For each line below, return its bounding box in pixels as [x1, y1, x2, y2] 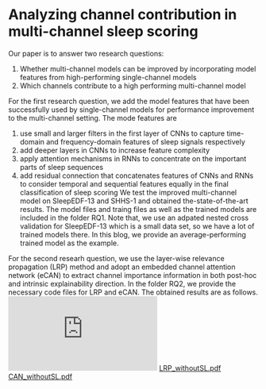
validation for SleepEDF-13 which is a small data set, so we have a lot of [19, 221, 255, 231]
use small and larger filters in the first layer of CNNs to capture [19, 129, 225, 138]
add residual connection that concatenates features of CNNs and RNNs [19, 171, 254, 180]
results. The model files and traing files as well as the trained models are [19, 204, 257, 214]
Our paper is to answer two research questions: [8, 48, 164, 58]
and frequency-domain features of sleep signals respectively [46, 137, 246, 146]
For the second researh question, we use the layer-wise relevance [8, 253, 225, 263]
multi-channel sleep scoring [8, 22, 199, 40]
